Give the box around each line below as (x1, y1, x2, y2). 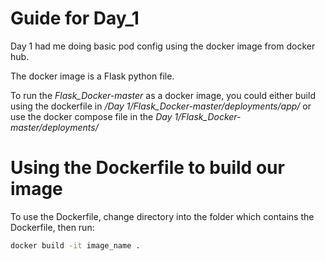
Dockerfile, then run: (10, 221, 95, 233)
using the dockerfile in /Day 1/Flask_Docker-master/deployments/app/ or (10, 100, 312, 112)
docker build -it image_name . (10, 240, 141, 251)
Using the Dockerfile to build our (10, 157, 285, 179)
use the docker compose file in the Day (10, 110, 173, 122)
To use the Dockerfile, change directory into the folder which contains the (10, 210, 315, 222)
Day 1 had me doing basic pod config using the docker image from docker (10, 40, 316, 52)
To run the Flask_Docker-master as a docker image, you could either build (10, 89, 316, 101)
